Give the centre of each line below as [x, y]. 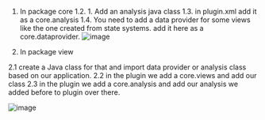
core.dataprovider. [50, 36]
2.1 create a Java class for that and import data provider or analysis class [127, 67]
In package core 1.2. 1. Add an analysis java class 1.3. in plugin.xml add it [138, 11]
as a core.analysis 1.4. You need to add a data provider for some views [135, 20]
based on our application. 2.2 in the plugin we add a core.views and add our [132, 75]
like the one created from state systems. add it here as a [111, 28]
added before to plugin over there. [64, 92]
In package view [46, 52]
